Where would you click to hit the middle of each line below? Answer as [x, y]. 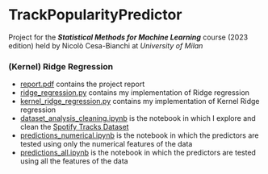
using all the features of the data [74, 161]
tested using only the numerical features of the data [106, 144]
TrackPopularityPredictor [95, 15]
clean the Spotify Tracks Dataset [74, 127]
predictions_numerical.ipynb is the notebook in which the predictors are [140, 135]
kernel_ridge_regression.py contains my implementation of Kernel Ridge [140, 101]
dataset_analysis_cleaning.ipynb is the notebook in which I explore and [138, 118]
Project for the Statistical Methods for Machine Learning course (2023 [128, 37]
